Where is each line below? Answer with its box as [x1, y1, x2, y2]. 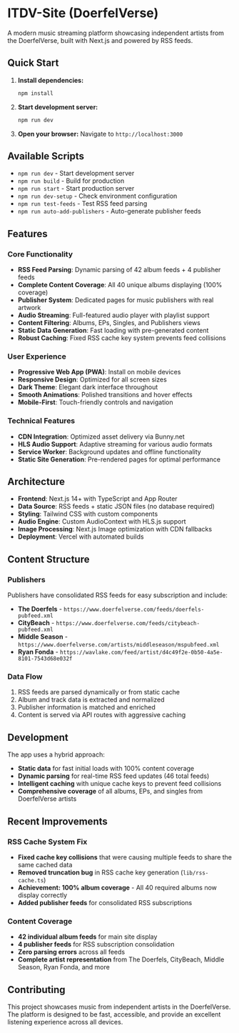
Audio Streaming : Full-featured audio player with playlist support [17, 311, 210, 319]
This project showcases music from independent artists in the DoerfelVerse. [7, 1002, 231, 1011]
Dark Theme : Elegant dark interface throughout [17, 383, 158, 391]
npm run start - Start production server [17, 184, 135, 193]
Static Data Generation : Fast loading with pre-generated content [17, 326, 209, 334]
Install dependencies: [17, 76, 84, 84]
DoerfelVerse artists [17, 794, 77, 803]
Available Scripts [7, 150, 84, 162]
